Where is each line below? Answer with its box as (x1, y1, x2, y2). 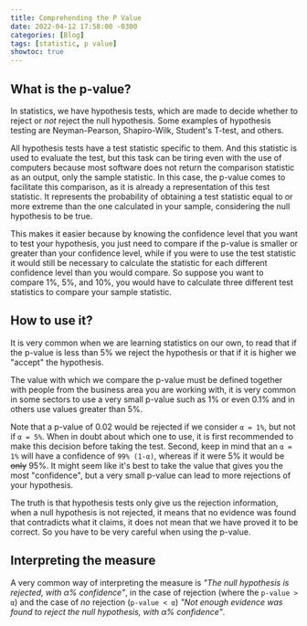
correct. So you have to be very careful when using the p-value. (10, 526, 251, 537)
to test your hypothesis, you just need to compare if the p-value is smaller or (10, 238, 298, 249)
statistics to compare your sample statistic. (10, 286, 173, 297)
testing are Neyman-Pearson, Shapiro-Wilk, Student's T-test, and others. (10, 124, 284, 135)
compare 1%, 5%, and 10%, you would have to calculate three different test (10, 276, 293, 288)
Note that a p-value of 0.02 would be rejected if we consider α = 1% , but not (10, 421, 296, 432)
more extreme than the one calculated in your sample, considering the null (10, 200, 291, 211)
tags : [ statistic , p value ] (10, 38, 118, 48)
